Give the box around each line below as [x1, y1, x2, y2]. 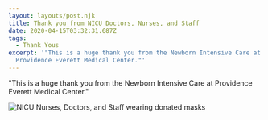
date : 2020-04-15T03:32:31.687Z [8, 26, 117, 34]
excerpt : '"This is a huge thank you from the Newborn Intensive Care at [8, 49, 262, 57]
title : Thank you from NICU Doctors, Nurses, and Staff [8, 19, 200, 27]
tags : [8, 34, 27, 42]
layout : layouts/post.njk [8, 11, 95, 20]
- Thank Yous [15, 42, 60, 50]
